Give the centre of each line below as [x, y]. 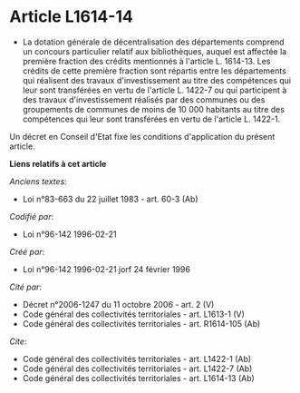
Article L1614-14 [71, 17]
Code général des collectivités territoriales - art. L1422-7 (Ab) [137, 368]
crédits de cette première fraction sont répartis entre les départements [155, 71]
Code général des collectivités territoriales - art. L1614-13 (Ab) [139, 378]
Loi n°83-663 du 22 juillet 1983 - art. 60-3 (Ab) [110, 199]
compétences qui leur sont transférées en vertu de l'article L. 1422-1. [151, 119]
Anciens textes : [39, 181]
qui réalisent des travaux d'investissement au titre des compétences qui [157, 80]
